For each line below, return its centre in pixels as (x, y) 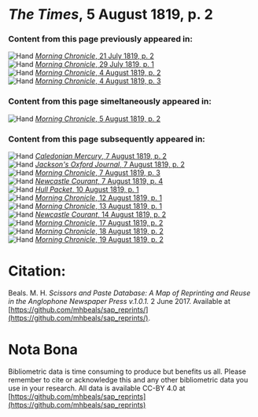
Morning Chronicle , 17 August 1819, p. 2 (99, 223)
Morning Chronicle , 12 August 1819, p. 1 (99, 198)
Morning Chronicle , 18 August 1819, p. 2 (99, 231)
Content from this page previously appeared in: (100, 39)
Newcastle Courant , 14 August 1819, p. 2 (101, 214)
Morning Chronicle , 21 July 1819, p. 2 (95, 56)
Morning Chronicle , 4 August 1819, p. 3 (98, 81)
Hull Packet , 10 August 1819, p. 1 (87, 189)
